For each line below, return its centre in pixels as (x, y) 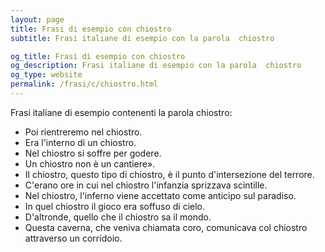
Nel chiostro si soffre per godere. (93, 153)
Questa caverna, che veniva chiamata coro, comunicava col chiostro (166, 227)
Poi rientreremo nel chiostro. (83, 132)
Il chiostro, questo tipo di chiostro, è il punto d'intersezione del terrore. (169, 174)
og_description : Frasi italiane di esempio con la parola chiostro (156, 66)
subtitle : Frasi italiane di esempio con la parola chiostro (142, 38)
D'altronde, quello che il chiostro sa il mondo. (118, 217)
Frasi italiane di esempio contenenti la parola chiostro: (121, 112)
